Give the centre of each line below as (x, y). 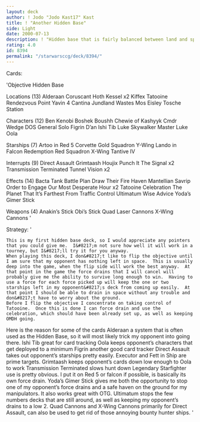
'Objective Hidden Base (35, 85)
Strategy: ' (19, 229)
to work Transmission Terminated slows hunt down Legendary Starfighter (96, 368)
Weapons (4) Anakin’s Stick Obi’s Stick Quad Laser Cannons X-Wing (90, 211)
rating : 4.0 (21, 45)
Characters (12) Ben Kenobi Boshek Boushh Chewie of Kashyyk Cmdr (92, 121)
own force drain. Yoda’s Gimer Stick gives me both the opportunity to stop (97, 381)
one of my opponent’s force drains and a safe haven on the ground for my (97, 387)
